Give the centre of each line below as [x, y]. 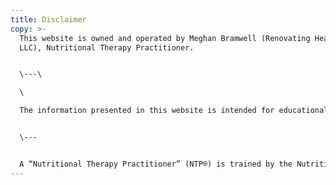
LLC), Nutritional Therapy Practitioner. [107, 47]
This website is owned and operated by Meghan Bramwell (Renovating [165, 38]
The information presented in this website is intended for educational [174, 111]
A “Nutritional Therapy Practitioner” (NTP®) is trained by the [156, 164]
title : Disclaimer [48, 19]
